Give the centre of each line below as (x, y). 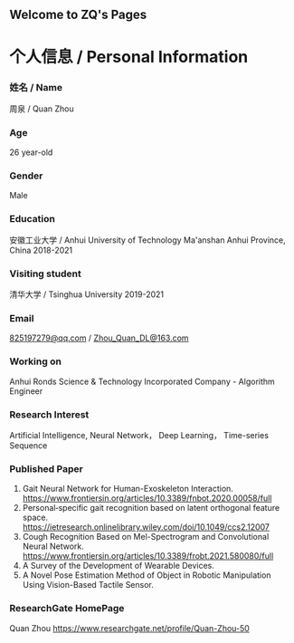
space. (35, 518)
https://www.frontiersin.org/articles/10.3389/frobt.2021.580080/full (148, 556)
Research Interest (49, 414)
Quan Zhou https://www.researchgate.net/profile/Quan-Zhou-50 (130, 628)
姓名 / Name (36, 87)
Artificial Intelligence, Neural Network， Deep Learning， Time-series (139, 435)
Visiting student (45, 274)
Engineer (26, 391)
